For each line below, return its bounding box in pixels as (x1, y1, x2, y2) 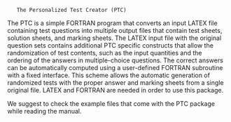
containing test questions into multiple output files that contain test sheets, (7, 27, 223, 34)
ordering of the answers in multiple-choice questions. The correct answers (7, 56, 224, 65)
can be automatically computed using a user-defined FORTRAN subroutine (7, 64, 223, 72)
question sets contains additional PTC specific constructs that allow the (7, 41, 213, 49)
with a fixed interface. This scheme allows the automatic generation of (7, 71, 210, 79)
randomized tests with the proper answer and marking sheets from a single (7, 79, 224, 87)
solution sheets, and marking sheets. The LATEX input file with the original (7, 34, 222, 42)
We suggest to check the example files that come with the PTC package (7, 100, 216, 108)
